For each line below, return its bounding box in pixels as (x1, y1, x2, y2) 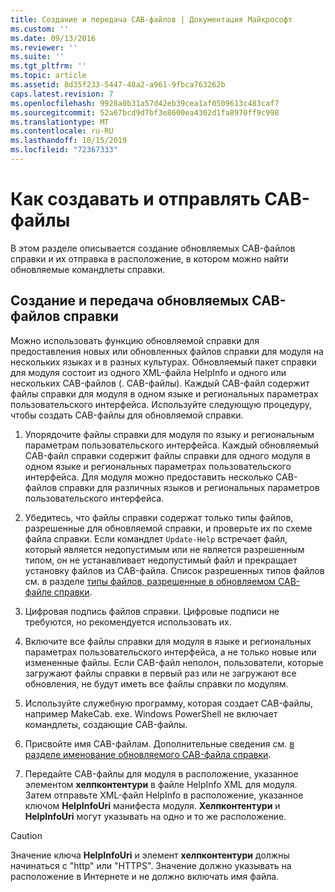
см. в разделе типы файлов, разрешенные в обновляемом (24, 575, 277, 587)
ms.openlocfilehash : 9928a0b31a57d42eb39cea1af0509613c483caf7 (10, 98, 280, 108)
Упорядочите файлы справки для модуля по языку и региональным (24, 428, 315, 440)
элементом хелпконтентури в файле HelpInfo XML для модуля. (24, 778, 298, 790)
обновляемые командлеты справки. (10, 263, 166, 275)
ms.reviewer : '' (10, 42, 78, 53)
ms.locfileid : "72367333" (10, 145, 118, 155)
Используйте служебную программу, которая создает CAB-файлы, (24, 697, 314, 709)
